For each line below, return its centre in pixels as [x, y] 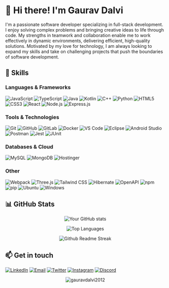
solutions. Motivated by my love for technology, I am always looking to [79, 46]
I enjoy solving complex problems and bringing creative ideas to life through [84, 30]
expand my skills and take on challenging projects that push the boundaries [84, 51]
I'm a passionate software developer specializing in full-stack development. [84, 24]
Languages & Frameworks [38, 88]
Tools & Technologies [32, 117]
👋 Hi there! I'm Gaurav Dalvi [64, 10]
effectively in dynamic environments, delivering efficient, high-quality [78, 41]
